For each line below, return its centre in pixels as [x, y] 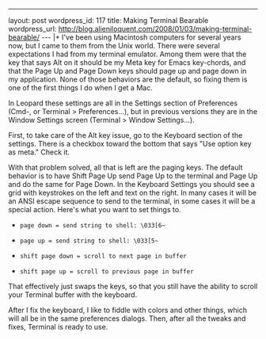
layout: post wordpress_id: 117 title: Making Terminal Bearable [108, 20]
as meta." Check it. [39, 152]
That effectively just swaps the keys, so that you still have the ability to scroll [133, 286]
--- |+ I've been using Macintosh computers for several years [141, 37]
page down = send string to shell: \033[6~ [93, 226]
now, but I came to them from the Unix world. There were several [114, 46]
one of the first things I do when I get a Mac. [80, 88]
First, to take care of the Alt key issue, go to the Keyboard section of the [125, 135]
